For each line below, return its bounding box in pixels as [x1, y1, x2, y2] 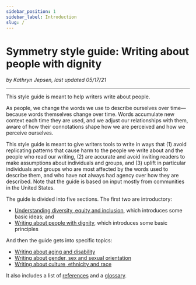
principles [14, 226, 39, 233]
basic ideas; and [14, 213, 54, 220]
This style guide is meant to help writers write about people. [6, 93, 150, 100]
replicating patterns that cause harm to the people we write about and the [6, 147, 184, 154]
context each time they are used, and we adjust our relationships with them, [6, 117, 188, 124]
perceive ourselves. [6, 129, 54, 136]
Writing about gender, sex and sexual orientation [14, 255, 132, 262]
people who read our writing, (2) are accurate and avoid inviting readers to [6, 153, 185, 160]
